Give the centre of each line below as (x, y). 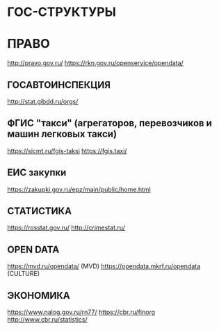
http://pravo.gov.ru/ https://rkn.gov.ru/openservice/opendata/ (96, 63)
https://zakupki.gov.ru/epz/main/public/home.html (79, 189)
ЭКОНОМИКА (39, 295)
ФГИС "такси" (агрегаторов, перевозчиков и (109, 123)
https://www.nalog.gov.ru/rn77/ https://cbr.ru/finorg (81, 312)
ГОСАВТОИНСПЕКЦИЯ (59, 85)
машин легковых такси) (62, 134)
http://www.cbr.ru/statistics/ (48, 319)
